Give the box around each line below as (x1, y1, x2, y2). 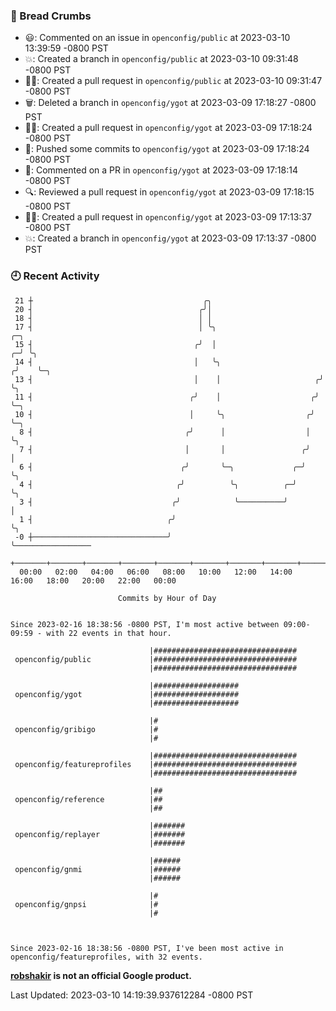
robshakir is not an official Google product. (10, 969, 192, 981)
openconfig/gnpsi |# (14, 899, 159, 909)
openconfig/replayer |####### (14, 829, 186, 839)
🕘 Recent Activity (10, 269, 100, 283)
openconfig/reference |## (14, 794, 163, 804)
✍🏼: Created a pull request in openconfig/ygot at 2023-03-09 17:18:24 (24, 122, 313, 134)
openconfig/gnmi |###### (14, 864, 182, 874)
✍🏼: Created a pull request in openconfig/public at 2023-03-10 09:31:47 (24, 75, 323, 87)
